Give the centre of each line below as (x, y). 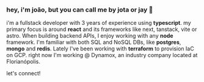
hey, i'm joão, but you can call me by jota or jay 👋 (80, 10)
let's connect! (24, 73)
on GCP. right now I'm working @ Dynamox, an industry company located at (102, 55)
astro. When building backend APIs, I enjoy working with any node (90, 36)
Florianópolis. (24, 62)
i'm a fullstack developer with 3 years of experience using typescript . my (99, 23)
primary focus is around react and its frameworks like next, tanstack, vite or (102, 29)
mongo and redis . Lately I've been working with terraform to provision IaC (100, 49)
